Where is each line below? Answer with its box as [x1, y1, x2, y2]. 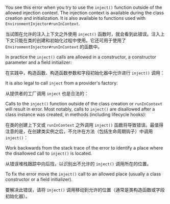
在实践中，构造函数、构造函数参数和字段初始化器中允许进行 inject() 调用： [5, 70, 165, 76]
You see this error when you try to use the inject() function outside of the [5, 5, 162, 10]
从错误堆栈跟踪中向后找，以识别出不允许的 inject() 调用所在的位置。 [5, 161, 152, 167]
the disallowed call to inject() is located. [5, 150, 92, 156]
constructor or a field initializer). [5, 177, 73, 182]
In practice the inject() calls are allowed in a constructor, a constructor [5, 54, 157, 60]
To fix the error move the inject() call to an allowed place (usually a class [5, 171, 161, 177]
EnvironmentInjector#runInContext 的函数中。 [5, 44, 103, 50]
